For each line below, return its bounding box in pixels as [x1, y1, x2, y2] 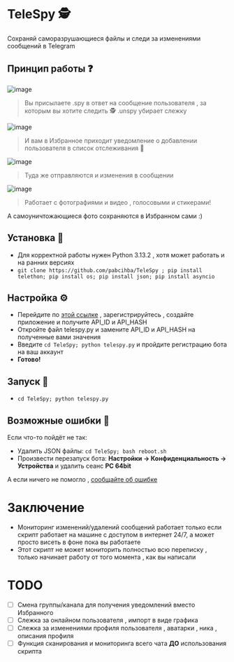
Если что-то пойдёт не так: [7, 433, 87, 441]
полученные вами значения [17, 333, 101, 342]
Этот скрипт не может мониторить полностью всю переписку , [17, 545, 207, 553]
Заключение [7, 500, 85, 516]
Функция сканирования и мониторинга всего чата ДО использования [17, 640, 227, 648]
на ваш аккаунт [17, 348, 64, 356]
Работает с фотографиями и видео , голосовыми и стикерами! [24, 198, 212, 206]
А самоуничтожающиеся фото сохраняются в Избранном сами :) [7, 212, 203, 220]
